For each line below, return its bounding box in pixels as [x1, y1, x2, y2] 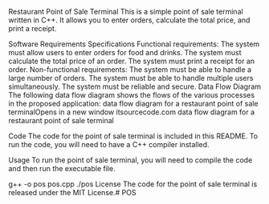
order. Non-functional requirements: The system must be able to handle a [8, 65, 251, 74]
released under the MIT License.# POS [8, 188, 137, 197]
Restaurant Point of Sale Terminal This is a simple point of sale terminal [8, 7, 243, 16]
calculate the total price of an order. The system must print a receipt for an [8, 56, 255, 66]
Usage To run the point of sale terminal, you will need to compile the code [8, 155, 253, 165]
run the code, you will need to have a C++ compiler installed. [8, 140, 210, 149]
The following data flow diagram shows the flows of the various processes [8, 90, 255, 99]
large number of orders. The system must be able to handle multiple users [8, 74, 254, 82]
